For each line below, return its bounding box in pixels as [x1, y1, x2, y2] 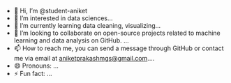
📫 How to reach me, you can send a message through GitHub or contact [13, 44, 224, 52]
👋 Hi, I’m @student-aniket [13, 7, 88, 15]
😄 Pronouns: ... [13, 61, 59, 70]
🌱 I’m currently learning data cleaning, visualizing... [13, 22, 161, 29]
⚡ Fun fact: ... [13, 70, 52, 77]
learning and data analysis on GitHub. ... [13, 36, 129, 45]
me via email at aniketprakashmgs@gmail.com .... [13, 54, 155, 62]
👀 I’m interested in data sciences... [13, 14, 113, 22]
